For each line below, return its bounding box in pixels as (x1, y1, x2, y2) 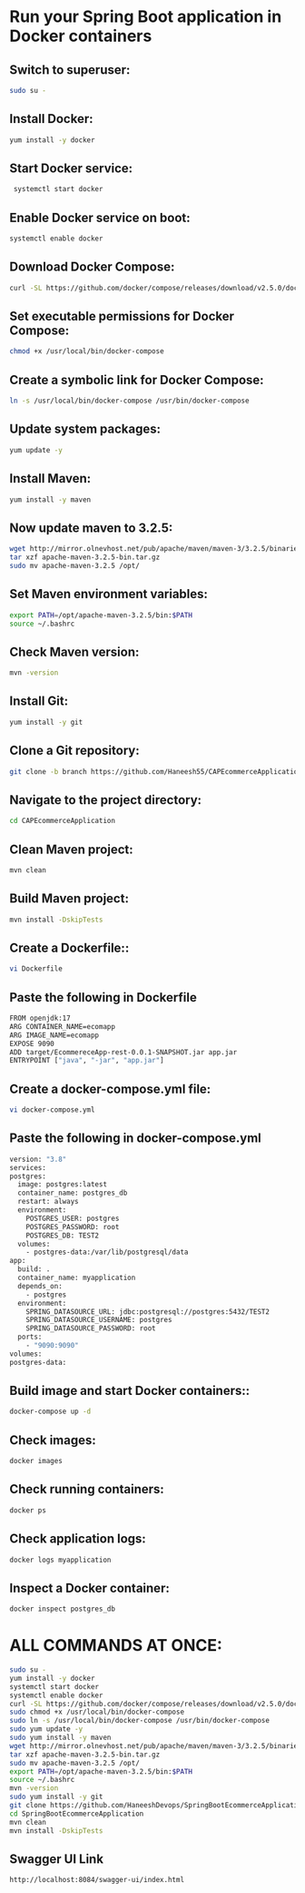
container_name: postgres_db (17, 1188, 128, 1198)
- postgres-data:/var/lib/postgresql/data (25, 1247, 189, 1257)
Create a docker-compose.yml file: (9, 1081, 212, 1096)
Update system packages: (9, 422, 162, 437)
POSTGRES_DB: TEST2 (25, 1231, 100, 1240)
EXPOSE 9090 (9, 1039, 54, 1048)
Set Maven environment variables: (9, 586, 209, 602)
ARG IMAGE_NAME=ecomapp (9, 1031, 100, 1040)
